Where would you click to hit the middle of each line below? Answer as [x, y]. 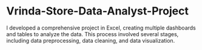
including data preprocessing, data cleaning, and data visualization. [91, 40]
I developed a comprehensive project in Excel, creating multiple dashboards [101, 28]
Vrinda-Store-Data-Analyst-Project [98, 11]
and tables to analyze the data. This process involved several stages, [93, 34]
